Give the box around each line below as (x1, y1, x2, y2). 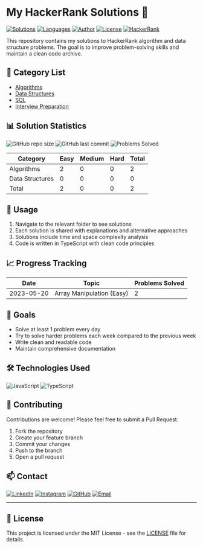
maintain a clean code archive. (6, 49, 83, 57)
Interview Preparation (14, 103, 69, 110)
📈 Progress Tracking (6, 258, 87, 268)
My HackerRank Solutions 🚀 (6, 5, 149, 19)
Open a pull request (14, 453, 65, 460)
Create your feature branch (14, 434, 83, 441)
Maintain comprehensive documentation (14, 345, 116, 352)
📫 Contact (6, 471, 48, 482)
